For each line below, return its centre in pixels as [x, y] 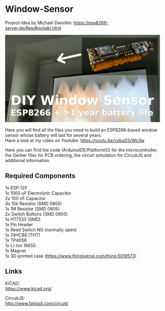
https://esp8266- [91, 23]
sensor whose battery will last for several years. [54, 135]
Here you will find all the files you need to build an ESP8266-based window [81, 130]
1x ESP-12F [16, 188]
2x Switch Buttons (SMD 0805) [36, 214]
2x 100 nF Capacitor [26, 198]
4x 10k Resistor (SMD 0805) [34, 204]
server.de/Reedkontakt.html [33, 28]
